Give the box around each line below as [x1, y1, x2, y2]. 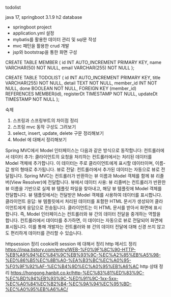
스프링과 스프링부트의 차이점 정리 [12, 117, 78, 124]
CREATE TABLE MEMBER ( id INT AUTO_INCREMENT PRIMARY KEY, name [5, 60, 162, 65]
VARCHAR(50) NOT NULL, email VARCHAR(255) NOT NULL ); [5, 65, 135, 71]
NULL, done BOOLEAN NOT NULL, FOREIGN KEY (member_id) [5, 85, 136, 91]
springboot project [12, 24, 52, 30]
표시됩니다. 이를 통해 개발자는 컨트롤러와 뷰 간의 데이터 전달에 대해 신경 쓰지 [5, 224, 156, 229]
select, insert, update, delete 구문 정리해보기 [12, 130, 104, 136]
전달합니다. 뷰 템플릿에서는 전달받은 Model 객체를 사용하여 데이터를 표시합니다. [5, 192, 162, 198]
